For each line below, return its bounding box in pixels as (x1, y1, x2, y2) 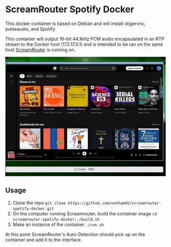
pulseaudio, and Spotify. (5, 26, 56, 32)
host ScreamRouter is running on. (5, 46, 76, 53)
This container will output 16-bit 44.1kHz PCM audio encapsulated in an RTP (5, 36, 164, 42)
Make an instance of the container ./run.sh (12, 221, 104, 228)
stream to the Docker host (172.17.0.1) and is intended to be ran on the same (5, 41, 163, 47)
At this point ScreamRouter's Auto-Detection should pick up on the (5, 231, 145, 237)
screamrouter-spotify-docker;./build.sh (12, 217, 100, 222)
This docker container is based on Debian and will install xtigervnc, (5, 20, 146, 27)
